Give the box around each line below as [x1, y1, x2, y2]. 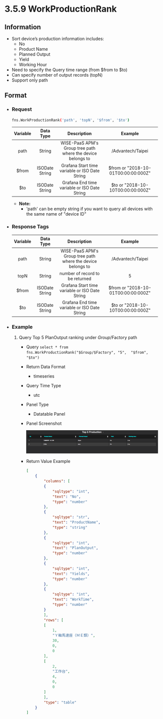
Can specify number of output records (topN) [11, 72, 103, 78]
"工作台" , [52, 669, 70, 674]
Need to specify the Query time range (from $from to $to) [11, 67, 127, 73]
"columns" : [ [43, 479, 70, 484]
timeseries [33, 373, 54, 379]
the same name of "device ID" [26, 211, 87, 217]
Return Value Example [26, 459, 71, 464]
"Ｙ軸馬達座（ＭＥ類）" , [52, 633, 95, 638]
